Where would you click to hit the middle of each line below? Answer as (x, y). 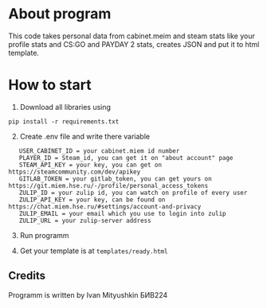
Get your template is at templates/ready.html (94, 251)
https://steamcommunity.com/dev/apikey (75, 172)
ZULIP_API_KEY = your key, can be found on (92, 200)
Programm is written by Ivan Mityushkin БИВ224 (88, 294)
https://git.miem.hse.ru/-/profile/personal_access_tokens (108, 185)
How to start (50, 85)
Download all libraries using (65, 107)
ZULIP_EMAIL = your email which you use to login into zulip (122, 213)
